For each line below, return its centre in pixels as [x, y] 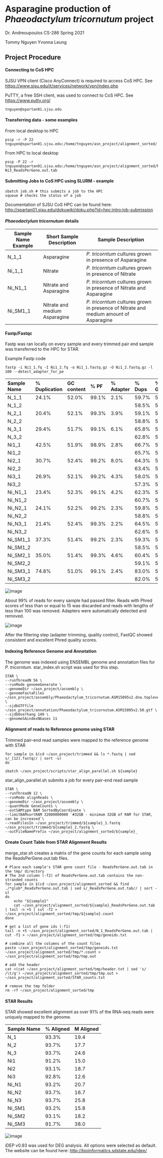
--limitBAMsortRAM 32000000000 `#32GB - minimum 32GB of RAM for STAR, [79, 815]
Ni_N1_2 [17, 500]
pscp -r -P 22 [19, 139]
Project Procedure [33, 58]
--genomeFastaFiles [25, 693]
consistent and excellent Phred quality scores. [51, 640]
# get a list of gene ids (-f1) [38, 926]
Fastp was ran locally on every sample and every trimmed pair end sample [79, 344]
